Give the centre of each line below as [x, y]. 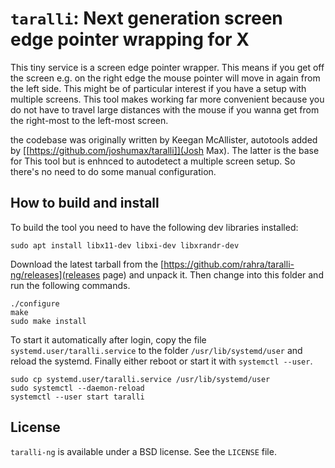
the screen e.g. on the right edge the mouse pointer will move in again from [165, 78]
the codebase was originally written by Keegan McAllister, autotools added [164, 139]
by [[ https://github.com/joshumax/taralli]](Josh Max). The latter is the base [165, 150]
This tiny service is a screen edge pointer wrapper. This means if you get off [167, 67]
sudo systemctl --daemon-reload [77, 388]
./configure [35, 303]
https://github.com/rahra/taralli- [229, 264]
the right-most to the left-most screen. [89, 120]
